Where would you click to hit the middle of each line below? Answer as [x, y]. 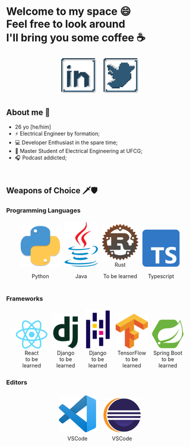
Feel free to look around [66, 24]
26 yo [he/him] [33, 127]
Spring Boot [168, 353]
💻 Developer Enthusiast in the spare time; [66, 142]
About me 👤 [28, 112]
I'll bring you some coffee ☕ [76, 38]
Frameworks [25, 298]
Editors [17, 382]
